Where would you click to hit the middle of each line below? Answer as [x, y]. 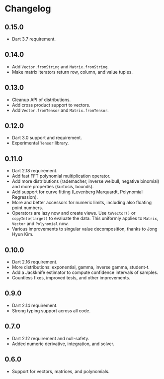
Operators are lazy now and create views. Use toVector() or [74, 213]
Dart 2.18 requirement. [35, 171]
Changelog [28, 9]
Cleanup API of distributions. [41, 100]
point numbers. [27, 208]
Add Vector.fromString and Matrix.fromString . [60, 66]
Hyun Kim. [22, 234]
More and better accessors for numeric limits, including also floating [82, 203]
